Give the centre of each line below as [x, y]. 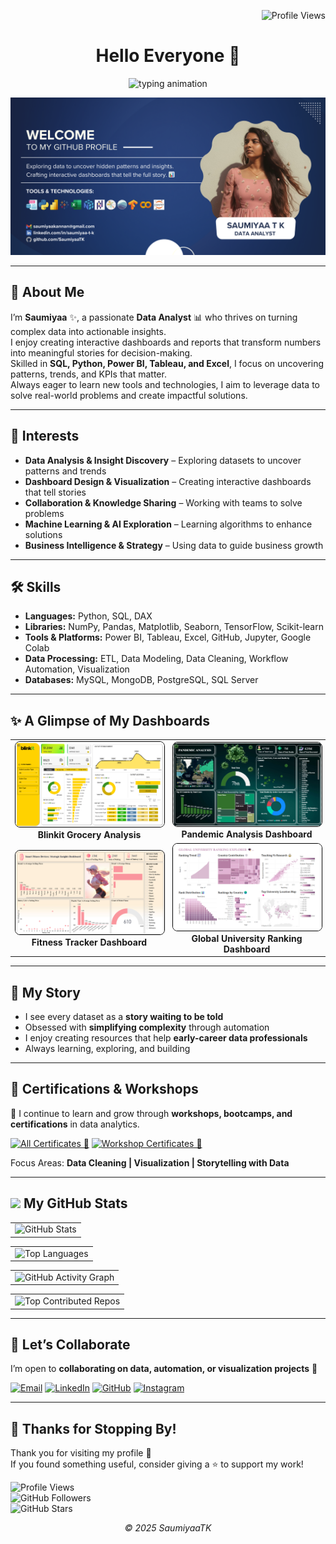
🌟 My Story [45, 992]
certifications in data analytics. [75, 1124]
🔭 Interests [45, 436]
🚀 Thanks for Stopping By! [93, 1428]
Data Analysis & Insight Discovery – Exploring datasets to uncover [163, 460]
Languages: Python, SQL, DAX [88, 616]
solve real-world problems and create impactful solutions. [129, 395]
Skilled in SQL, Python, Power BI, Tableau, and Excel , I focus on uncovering [167, 363]
